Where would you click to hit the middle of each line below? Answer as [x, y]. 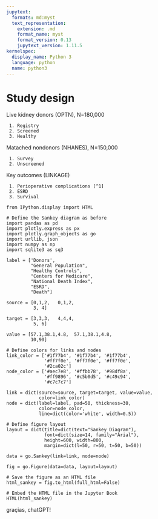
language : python [34, 62]
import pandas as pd [32, 224]
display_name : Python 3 [41, 57]
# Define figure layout [36, 425]
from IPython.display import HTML [50, 207]
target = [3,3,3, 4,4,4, [40, 319]
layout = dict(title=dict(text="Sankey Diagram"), [71, 430]
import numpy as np [31, 245]
